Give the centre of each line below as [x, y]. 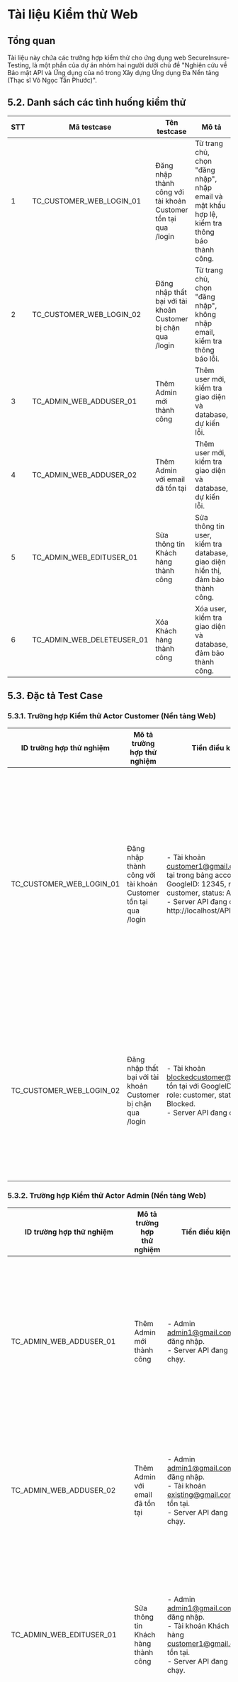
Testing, [19, 65]
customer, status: [195, 893]
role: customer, [192, 1095]
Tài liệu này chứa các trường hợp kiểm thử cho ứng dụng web [97, 57]
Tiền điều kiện [206, 1232]
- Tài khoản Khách [198, 1625]
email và [209, 196]
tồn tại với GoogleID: [200, 1086]
